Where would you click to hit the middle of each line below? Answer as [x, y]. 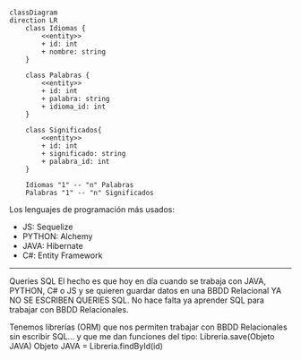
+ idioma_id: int [73, 107]
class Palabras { [58, 75]
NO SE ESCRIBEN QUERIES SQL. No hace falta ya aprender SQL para [137, 300]
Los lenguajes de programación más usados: [92, 210]
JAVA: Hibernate [52, 246]
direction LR [34, 21]
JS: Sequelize [47, 227]
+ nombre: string [73, 52]
